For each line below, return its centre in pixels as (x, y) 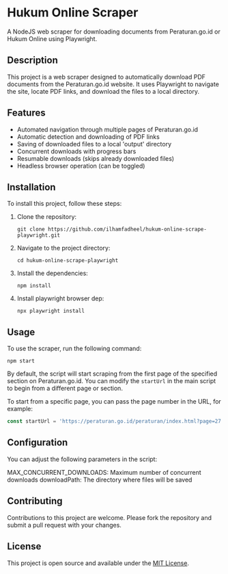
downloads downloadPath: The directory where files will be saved (100, 480)
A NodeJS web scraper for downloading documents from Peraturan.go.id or (114, 31)
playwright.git (39, 235)
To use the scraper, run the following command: (74, 349)
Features (26, 113)
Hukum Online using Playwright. (52, 38)
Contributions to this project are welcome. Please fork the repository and (110, 517)
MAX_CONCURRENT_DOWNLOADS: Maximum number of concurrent (104, 472)
